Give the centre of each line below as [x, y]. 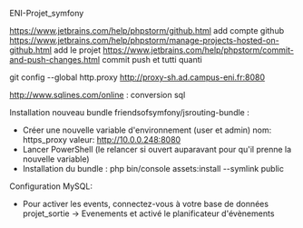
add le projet [78, 50]
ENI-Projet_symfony [47, 13]
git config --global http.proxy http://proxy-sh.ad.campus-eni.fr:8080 [137, 77]
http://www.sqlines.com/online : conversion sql [98, 95]
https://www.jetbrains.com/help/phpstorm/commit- [199, 50]
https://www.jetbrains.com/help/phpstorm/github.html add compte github [147, 30]
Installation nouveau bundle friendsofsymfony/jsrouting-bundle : [129, 112]
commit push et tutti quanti [152, 59]
